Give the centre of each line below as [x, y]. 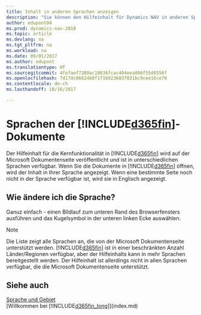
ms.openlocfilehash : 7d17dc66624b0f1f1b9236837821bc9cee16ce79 [87, 78]
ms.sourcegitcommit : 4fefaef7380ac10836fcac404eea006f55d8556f [87, 73]
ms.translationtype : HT [36, 67]
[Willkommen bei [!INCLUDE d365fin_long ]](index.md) [72, 306]
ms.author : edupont [31, 61]
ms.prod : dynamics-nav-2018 [41, 28]
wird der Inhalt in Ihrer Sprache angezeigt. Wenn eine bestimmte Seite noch [99, 172]
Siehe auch [28, 285]
